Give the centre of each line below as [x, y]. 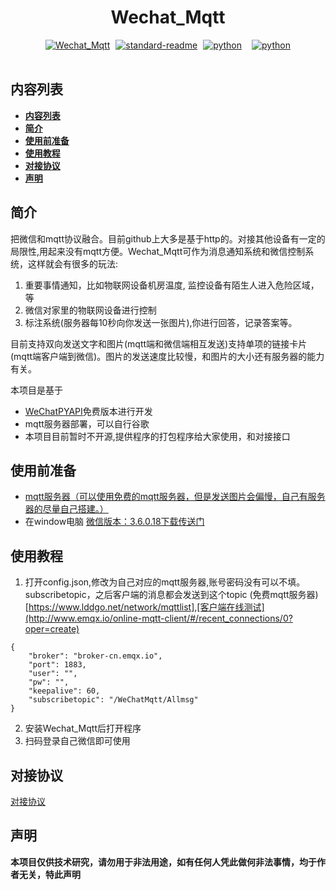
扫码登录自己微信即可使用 [77, 741]
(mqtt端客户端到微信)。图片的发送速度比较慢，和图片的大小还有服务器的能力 [167, 356]
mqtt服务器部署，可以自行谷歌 [87, 423]
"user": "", [53, 674]
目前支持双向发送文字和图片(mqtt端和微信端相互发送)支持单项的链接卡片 [159, 343]
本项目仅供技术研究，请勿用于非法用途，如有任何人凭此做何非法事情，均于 [163, 862]
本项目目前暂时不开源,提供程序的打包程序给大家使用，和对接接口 [157, 436]
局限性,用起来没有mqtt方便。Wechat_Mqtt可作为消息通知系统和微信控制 [158, 251]
